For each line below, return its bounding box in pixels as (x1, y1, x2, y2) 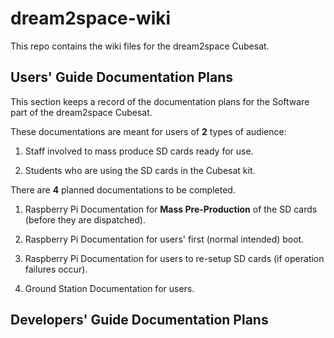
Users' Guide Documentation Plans (10, 69, 233, 86)
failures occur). (24, 263, 88, 275)
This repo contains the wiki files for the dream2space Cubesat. (10, 40, 270, 52)
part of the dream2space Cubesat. (10, 106, 153, 118)
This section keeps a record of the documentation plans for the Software (10, 95, 310, 107)
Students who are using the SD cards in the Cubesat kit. (24, 164, 256, 176)
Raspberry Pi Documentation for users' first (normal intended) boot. (24, 233, 305, 245)
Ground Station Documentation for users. (24, 282, 195, 294)
